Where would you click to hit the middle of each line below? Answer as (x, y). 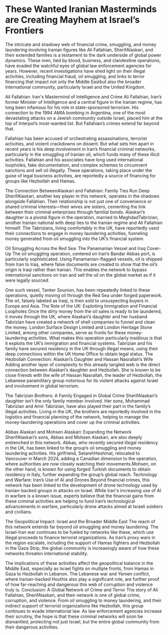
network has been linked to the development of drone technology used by (81, 485)
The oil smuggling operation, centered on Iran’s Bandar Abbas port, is (84, 254)
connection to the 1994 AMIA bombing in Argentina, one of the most (75, 113)
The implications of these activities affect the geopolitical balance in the (79, 563)
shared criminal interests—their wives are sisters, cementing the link (75, 206)
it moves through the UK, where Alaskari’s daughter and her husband (76, 316)
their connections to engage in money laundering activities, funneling (76, 233)
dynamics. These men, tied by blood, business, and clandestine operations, (83, 60)
